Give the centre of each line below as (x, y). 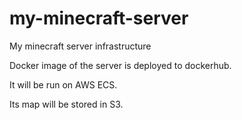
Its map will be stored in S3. (66, 104)
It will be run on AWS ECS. (63, 84)
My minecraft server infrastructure (80, 46)
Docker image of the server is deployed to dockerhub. (120, 65)
